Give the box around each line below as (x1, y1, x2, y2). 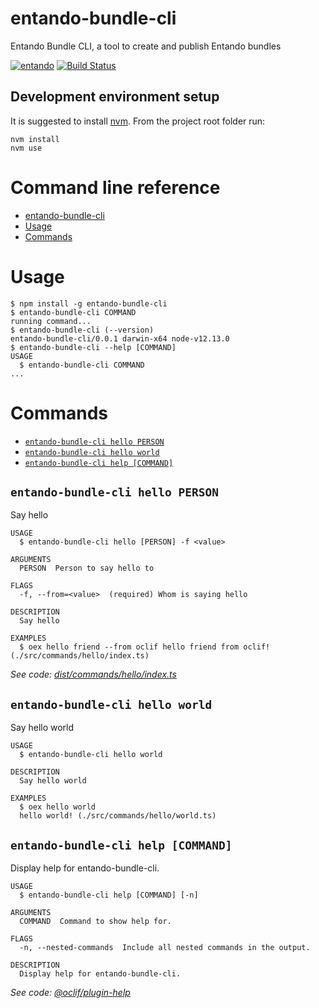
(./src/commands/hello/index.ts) (10, 651, 150, 661)
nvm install (10, 134, 60, 144)
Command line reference (10, 176, 221, 199)
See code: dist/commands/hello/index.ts (10, 668, 177, 681)
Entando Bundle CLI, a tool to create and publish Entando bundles (10, 40, 282, 52)
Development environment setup (10, 88, 220, 106)
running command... (10, 316, 92, 326)
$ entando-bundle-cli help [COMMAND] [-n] (19, 890, 199, 900)
